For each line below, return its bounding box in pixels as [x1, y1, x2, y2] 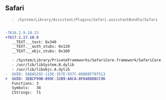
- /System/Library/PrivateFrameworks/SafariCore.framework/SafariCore [11, 58, 162, 63]
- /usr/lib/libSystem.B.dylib [11, 62, 75, 68]
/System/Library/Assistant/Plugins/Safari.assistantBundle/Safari [17, 17, 158, 22]
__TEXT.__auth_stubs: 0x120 [11, 44, 70, 49]
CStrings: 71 [11, 90, 41, 95]
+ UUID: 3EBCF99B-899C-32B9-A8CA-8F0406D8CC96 [5, 76, 106, 81]
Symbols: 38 [11, 86, 41, 91]
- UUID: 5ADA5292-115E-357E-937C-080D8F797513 [5, 72, 106, 77]
